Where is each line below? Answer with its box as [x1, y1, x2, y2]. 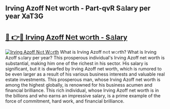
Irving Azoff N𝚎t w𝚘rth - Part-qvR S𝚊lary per [5, 4, 151, 13]
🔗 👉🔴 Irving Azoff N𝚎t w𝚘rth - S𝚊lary [5, 33, 128, 42]
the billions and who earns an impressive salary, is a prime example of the [5, 93, 161, 98]
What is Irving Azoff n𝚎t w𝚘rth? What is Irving [60, 49, 157, 55]
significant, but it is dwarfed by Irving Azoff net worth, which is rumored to [5, 66, 162, 71]
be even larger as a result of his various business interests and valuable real [5, 71, 165, 77]
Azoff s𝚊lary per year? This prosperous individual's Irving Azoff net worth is [5, 55, 165, 60]
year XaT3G [5, 12, 44, 21]
